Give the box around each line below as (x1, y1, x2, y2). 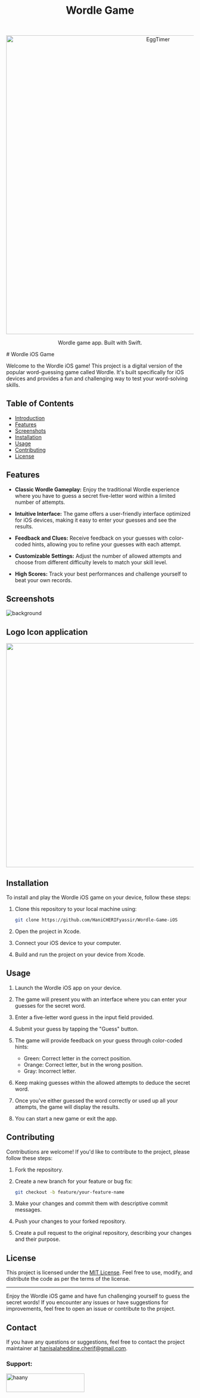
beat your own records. (14, 576, 73, 583)
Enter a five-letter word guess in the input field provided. (14, 1014, 154, 1021)
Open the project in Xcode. (14, 928, 82, 935)
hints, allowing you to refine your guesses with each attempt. (32, 540, 182, 547)
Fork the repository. (14, 1166, 64, 1173)
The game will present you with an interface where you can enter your (14, 996, 187, 1003)
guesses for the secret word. (14, 1002, 86, 1009)
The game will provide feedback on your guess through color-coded (14, 1036, 183, 1044)
